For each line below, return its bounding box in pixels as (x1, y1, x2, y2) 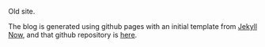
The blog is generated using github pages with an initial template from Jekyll (8, 22, 258, 31)
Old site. (8, 7, 36, 16)
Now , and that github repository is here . (8, 31, 138, 39)
